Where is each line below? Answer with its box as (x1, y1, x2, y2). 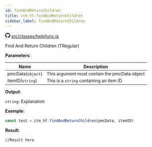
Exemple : (5, 108, 25, 114)
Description (83, 64, 108, 70)
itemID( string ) (7, 77, 38, 84)
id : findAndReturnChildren (5, 8, 61, 13)
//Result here (5, 137, 35, 143)
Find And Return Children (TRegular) (5, 43, 80, 49)
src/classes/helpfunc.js (11, 33, 59, 39)
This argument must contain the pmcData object (47, 71, 145, 77)
